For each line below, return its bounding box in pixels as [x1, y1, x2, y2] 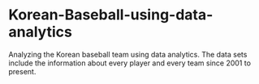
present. [8, 66, 37, 76]
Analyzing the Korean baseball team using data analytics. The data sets [8, 49, 248, 59]
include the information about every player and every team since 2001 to [8, 58, 252, 68]
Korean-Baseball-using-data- [8, 6, 214, 24]
